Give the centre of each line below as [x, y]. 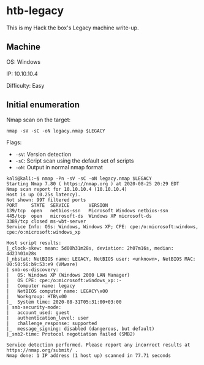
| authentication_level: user [47, 318]
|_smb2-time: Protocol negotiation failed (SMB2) [71, 334]
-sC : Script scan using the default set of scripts [74, 161]
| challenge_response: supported [52, 323]
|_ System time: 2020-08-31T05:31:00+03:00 [64, 302]
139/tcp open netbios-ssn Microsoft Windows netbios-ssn [87, 210]
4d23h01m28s [21, 253]
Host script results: [34, 243]
